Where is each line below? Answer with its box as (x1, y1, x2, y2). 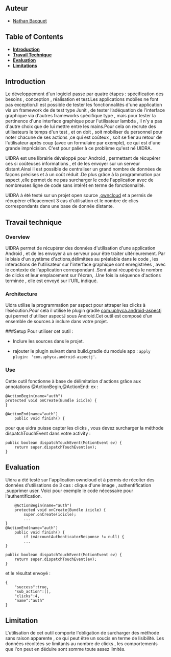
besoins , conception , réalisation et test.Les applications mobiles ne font (5, 96, 159, 102)
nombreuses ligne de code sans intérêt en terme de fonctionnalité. (5, 182, 145, 188)
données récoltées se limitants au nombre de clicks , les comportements (5, 641, 158, 647)
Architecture (5, 290, 38, 298)
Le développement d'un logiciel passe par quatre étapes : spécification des (5, 91, 164, 97)
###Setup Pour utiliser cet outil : (5, 328, 74, 334)
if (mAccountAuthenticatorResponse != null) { (23, 534, 125, 539)
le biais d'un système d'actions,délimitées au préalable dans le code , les (5, 256, 159, 262)
